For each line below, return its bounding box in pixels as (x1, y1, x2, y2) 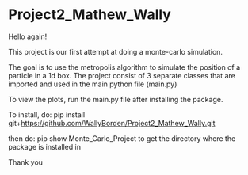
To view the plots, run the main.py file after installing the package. (8, 94, 223, 104)
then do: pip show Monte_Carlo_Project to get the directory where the (8, 133, 236, 143)
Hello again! (8, 32, 48, 41)
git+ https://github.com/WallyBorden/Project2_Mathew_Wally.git (8, 118, 216, 127)
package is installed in (8, 142, 82, 151)
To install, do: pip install (8, 109, 86, 120)
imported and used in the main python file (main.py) (8, 79, 177, 89)
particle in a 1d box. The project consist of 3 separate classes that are (8, 70, 235, 80)
